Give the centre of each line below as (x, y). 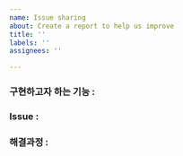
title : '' (28, 34)
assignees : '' (36, 51)
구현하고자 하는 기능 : (52, 92)
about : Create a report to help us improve (92, 26)
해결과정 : (29, 142)
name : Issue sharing (48, 17)
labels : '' (30, 43)
